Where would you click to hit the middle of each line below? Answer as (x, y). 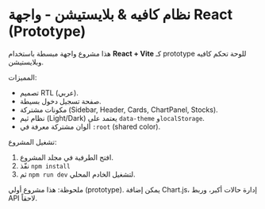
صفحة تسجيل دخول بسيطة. (60, 101)
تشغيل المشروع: (33, 141)
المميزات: (23, 77)
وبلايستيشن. (26, 62)
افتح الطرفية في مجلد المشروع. (66, 157)
